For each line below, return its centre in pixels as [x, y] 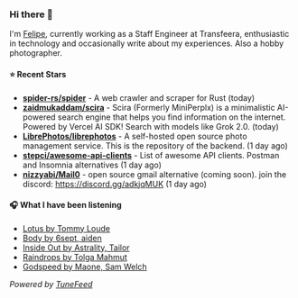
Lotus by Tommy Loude [66, 228]
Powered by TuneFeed [51, 284]
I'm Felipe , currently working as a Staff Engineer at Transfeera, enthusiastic [149, 34]
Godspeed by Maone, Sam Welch [84, 266]
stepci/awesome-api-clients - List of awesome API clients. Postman [151, 155]
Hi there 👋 [32, 14]
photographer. [36, 53]
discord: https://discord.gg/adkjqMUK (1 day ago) [115, 184]
